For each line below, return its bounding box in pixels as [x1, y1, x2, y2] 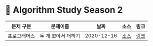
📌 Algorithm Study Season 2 [5, 4, 123, 16]
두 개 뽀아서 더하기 [39, 32, 80, 39]
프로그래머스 [7, 32, 36, 39]
